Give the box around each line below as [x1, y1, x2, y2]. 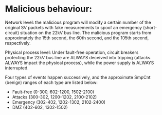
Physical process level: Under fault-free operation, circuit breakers [5, 49, 139, 55]
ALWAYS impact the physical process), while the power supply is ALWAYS [5, 60, 154, 66]
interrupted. [5, 65, 29, 71]
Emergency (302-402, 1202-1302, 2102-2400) [12, 99, 106, 105]
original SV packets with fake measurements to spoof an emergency [5, 24, 142, 30]
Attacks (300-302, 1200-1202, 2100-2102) [12, 94, 97, 100]
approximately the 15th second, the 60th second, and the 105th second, [5, 35, 149, 41]
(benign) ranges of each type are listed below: [5, 79, 98, 85]
